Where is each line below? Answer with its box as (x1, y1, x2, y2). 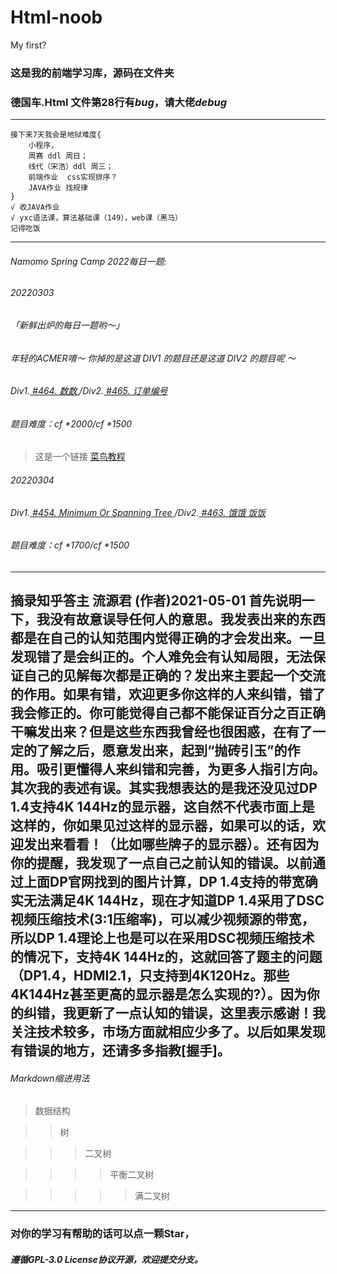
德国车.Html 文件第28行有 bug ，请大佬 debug (10, 95, 228, 109)
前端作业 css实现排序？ (28, 172, 118, 183)
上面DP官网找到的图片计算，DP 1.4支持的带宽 (23, 874, 305, 891)
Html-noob (10, 6, 103, 29)
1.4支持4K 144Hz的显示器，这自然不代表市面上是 (10, 799, 315, 816)
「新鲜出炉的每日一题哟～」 (10, 319, 125, 331)
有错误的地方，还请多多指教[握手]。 (10, 1042, 231, 1060)
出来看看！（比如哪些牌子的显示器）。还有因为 (36, 836, 320, 853)
